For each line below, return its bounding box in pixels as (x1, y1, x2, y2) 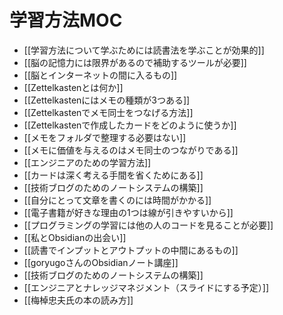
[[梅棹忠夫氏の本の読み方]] (23, 294, 134, 306)
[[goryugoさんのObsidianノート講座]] (23, 256, 179, 268)
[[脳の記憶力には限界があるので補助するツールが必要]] (23, 56, 247, 68)
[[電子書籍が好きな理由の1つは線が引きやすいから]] (23, 206, 234, 218)
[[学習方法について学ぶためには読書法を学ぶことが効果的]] (23, 44, 265, 56)
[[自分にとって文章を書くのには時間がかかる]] (23, 194, 212, 206)
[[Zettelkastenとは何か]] (23, 81, 124, 93)
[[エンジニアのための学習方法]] (23, 156, 152, 168)
